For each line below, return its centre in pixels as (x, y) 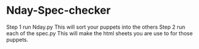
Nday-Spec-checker (58, 10)
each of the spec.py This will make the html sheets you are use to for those (99, 33)
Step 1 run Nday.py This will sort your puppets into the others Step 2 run (96, 27)
